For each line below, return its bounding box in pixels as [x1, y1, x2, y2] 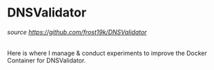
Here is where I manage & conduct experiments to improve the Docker [7, 49, 207, 58]
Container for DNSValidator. [7, 56, 86, 65]
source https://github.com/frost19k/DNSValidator [7, 27, 147, 36]
